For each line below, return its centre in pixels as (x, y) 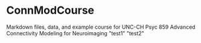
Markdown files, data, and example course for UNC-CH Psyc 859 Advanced (101, 27)
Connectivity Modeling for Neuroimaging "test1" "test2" (75, 33)
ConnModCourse (50, 10)
